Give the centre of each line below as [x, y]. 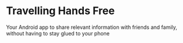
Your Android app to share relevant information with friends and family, [92, 27]
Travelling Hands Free [60, 11]
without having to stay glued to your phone [58, 33]
